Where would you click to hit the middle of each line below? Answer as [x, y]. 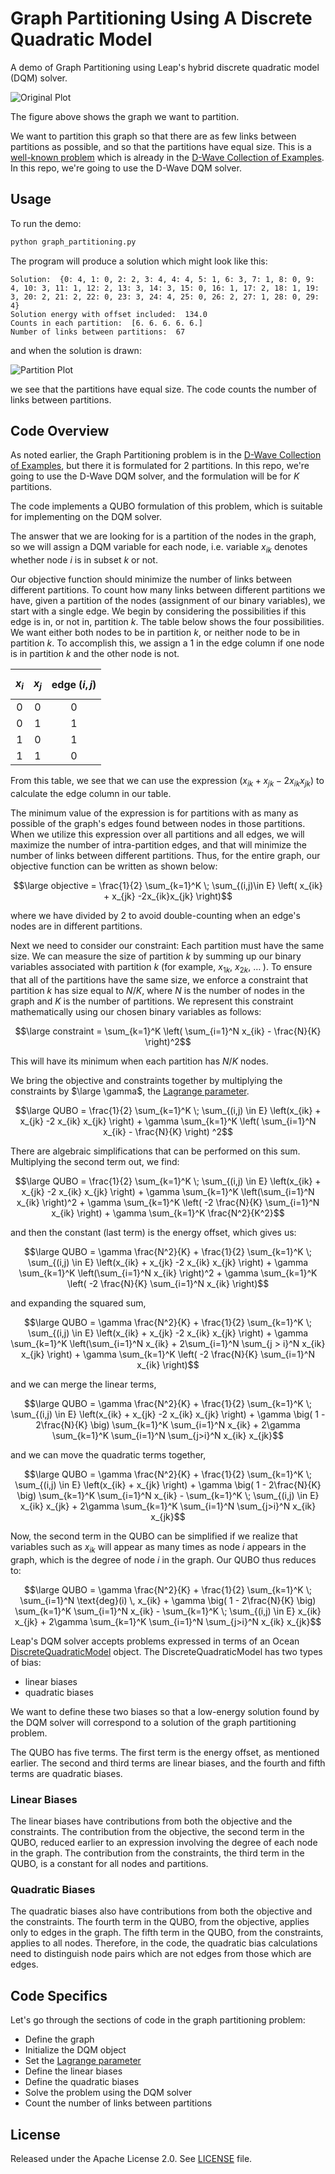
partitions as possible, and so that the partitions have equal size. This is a [161, 146]
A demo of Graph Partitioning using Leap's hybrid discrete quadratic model [165, 67]
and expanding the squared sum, [78, 1303]
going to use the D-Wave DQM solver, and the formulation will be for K [155, 476]
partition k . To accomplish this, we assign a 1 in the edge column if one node [167, 643]
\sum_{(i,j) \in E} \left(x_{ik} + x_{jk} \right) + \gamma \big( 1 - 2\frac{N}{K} [168, 1485]
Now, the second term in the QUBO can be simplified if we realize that [154, 1536]
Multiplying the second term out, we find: [95, 1162]
